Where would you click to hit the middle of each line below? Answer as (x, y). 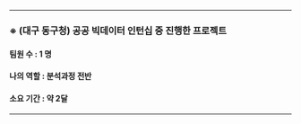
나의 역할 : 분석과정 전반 (51, 76)
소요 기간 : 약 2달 (39, 98)
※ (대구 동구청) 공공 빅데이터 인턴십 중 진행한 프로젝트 (118, 31)
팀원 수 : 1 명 (30, 54)
